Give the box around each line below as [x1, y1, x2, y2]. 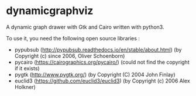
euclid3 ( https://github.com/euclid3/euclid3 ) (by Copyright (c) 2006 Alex [14, 77, 190, 84]
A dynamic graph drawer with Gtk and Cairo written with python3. [6, 23, 164, 30]
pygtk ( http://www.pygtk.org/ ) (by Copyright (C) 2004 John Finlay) [14, 71, 176, 78]
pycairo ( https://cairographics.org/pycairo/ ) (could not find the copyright [14, 59, 190, 66]
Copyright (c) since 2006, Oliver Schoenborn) [14, 52, 125, 59]
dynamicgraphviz [6, 4, 94, 18]
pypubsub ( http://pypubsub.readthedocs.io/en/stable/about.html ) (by [14, 46, 182, 53]
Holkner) [14, 83, 36, 90]
